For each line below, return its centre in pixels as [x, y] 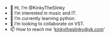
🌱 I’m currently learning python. [43, 18]
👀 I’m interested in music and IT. [43, 13]
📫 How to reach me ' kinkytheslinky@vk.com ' [57, 29]
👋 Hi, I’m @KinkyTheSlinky [37, 8]
